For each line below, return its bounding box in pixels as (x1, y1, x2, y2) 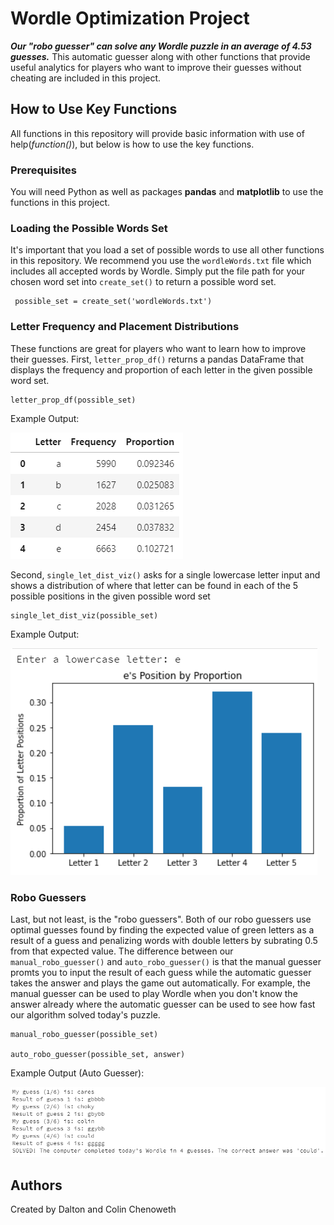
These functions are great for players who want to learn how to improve (10, 342, 307, 354)
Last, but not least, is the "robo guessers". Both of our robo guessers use (10, 913, 312, 925)
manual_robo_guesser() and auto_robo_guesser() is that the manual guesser (10, 955, 322, 967)
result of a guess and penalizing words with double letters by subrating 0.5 (10, 934, 318, 946)
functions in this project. (10, 197, 111, 209)
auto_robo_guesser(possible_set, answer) (10, 1049, 186, 1059)
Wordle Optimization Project (10, 7, 250, 30)
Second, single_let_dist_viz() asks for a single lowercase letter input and (10, 568, 321, 581)
